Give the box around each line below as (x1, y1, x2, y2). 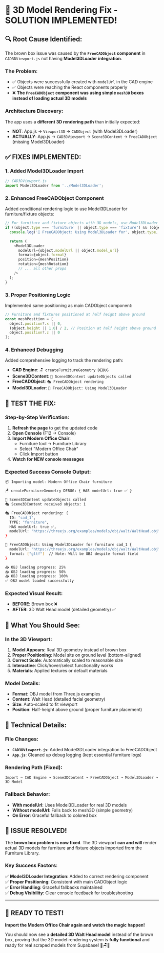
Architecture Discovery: (5, 108, 63, 115)
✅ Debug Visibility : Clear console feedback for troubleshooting (5, 890, 133, 896)
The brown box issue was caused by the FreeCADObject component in (5, 50, 145, 56)
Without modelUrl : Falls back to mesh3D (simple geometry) (12, 807, 133, 813)
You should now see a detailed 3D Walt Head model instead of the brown (5, 931, 154, 937)
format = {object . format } (18, 252, 67, 258)
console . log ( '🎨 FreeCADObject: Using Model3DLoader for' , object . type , (9, 230, 159, 235)
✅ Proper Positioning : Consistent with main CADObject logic (5, 879, 128, 884)
